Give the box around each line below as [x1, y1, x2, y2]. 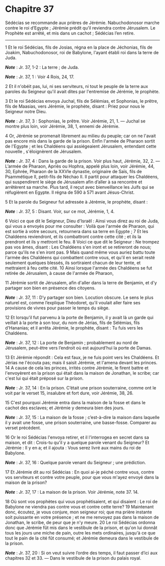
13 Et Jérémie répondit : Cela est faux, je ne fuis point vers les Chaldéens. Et [5, 354, 160, 360]
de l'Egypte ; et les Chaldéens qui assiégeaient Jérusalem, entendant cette [5, 143, 157, 149]
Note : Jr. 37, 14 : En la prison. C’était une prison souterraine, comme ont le [5, 385, 156, 390]
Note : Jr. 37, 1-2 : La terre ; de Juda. [5, 64, 80, 70]
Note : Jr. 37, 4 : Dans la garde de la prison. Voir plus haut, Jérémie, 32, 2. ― [5, 158, 160, 164]
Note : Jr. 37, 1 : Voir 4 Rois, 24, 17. [5, 74, 75, 80]
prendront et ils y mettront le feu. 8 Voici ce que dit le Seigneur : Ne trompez [5, 238, 160, 244]
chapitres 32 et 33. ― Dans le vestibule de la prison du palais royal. [5, 555, 141, 561]
